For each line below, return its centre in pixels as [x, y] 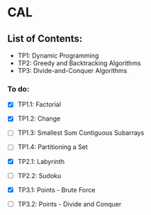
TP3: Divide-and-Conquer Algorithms [72, 71]
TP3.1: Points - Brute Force [56, 189]
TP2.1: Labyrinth [41, 161]
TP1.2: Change [39, 118]
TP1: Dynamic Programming [58, 55]
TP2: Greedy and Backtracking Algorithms [79, 63]
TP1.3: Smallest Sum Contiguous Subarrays [81, 133]
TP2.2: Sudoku [39, 175]
